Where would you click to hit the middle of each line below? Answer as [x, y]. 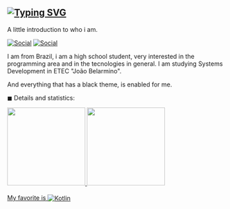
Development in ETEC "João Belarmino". [64, 71]
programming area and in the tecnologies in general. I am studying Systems [115, 64]
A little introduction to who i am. [53, 29]
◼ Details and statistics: [41, 98]
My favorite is [27, 197]
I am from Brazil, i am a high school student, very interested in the [101, 56]
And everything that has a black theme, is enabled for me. [90, 84]
